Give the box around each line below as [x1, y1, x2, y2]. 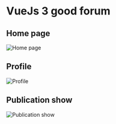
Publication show [6, 95, 73, 105]
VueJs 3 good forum [6, 4, 111, 18]
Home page [6, 28, 50, 39]
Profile [6, 61, 32, 72]
